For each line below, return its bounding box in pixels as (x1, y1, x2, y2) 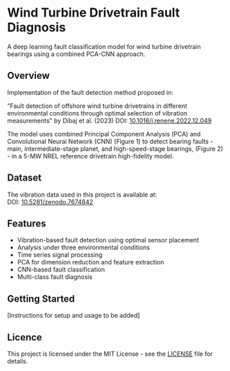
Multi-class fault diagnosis (17, 273, 93, 281)
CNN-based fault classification (17, 265, 106, 274)
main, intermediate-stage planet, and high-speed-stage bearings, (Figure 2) (7, 144, 223, 153)
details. (7, 357, 28, 365)
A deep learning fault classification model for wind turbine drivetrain (7, 42, 202, 51)
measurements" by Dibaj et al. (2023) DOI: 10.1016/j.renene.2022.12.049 (7, 116, 212, 125)
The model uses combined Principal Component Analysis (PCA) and (7, 129, 201, 138)
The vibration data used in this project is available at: (7, 190, 157, 199)
